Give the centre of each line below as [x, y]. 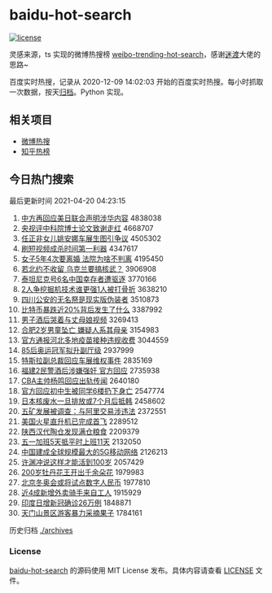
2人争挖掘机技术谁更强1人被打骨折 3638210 [94, 289]
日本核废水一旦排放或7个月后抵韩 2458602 [93, 401]
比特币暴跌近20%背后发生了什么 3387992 [92, 309]
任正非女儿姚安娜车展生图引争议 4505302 [91, 238]
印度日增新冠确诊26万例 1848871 [76, 503]
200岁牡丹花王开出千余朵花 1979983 [83, 472]
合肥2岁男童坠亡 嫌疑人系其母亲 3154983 [90, 329]
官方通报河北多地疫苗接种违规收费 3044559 [95, 340]
